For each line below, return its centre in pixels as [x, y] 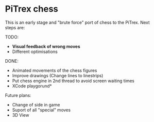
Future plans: [18, 95]
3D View [20, 115]
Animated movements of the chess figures [54, 70]
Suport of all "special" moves [41, 110]
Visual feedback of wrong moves [46, 46]
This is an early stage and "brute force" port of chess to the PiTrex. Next [77, 22]
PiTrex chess [32, 9]
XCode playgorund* [32, 86]
